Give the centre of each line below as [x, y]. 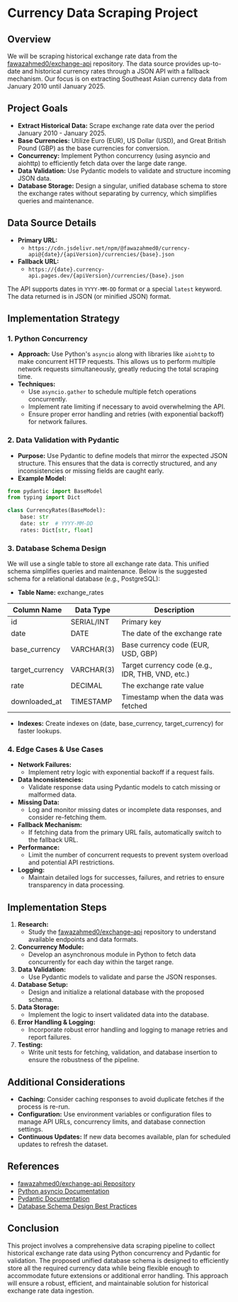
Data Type [93, 610]
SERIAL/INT [90, 622]
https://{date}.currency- [66, 269]
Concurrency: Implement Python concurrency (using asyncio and [114, 155]
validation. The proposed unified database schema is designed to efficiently [118, 1260]
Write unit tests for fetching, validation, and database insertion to [123, 1052]
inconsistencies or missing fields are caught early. [91, 470]
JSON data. [34, 178]
